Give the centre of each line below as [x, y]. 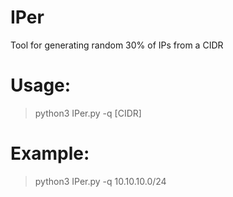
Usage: [41, 85]
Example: [50, 153]
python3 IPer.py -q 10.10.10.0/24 [100, 181]
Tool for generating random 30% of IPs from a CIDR [117, 45]
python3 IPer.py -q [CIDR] [88, 113]
